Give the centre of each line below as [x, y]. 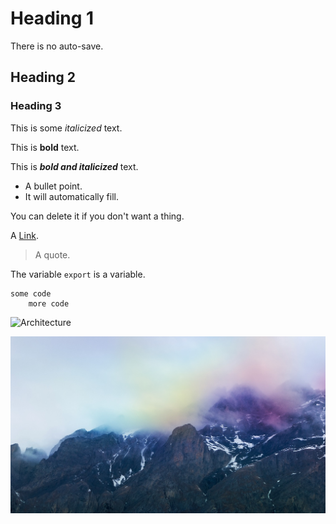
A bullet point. [53, 186]
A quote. [52, 254]
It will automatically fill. [71, 196]
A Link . [24, 235]
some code [31, 293]
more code [49, 303]
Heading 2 [43, 77]
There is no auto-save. [57, 46]
